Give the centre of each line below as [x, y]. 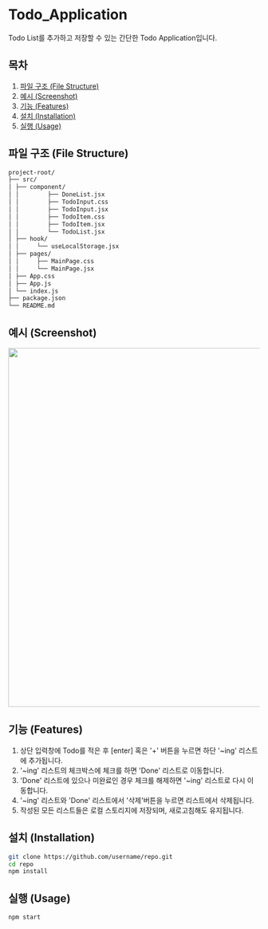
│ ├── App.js [30, 283]
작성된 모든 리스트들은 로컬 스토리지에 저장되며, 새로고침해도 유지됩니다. [132, 810]
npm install [28, 872]
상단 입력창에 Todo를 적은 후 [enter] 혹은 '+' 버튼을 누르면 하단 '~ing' [128, 750]
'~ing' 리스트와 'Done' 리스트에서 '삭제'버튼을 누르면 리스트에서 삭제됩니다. [137, 800]
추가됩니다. [46, 760]
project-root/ [32, 172]
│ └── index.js [33, 291]
